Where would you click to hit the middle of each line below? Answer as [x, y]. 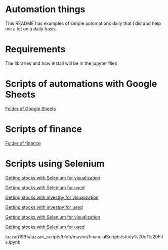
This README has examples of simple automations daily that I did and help [83, 23]
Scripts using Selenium [55, 164]
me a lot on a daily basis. [31, 28]
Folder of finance [23, 143]
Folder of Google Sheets [31, 109]
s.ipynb [13, 242]
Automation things [45, 9]
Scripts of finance [44, 129]
